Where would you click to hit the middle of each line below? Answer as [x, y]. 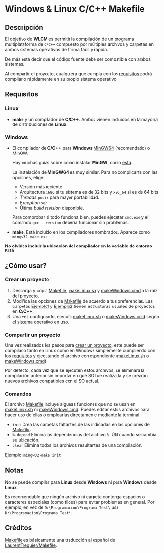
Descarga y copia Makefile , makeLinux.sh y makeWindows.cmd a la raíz [85, 290]
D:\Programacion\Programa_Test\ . [39, 513]
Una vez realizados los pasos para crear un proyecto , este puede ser [75, 345]
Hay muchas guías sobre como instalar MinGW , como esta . [72, 162]
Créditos [19, 528]
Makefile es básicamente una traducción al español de [60, 540]
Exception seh [34, 202]
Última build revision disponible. [52, 208]
